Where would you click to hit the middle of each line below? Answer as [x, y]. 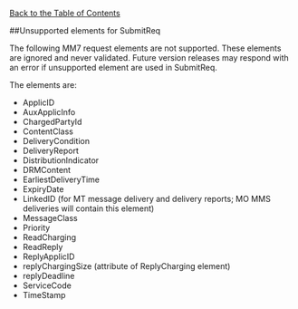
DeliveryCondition [56, 141]
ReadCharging [49, 237]
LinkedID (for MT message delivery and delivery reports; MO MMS [147, 199]
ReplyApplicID [48, 256]
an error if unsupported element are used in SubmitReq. [113, 68]
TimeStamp [44, 295]
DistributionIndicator [61, 160]
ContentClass [48, 131]
